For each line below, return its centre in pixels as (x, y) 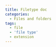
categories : (17, 14)
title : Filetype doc (26, 10)
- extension (22, 37)
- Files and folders (30, 19)
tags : (11, 23)
